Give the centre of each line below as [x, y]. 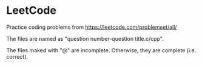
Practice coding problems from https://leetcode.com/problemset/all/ [92, 27]
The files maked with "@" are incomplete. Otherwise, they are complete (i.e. [101, 50]
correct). [17, 56]
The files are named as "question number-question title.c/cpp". [85, 38]
